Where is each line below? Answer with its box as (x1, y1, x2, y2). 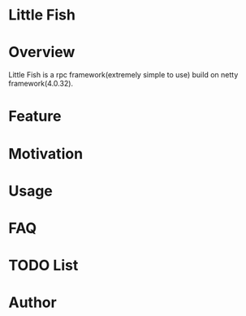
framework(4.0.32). (8, 79, 74, 89)
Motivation (8, 144, 84, 163)
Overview (8, 43, 76, 62)
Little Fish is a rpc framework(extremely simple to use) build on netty (8, 70, 239, 80)
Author (8, 293, 57, 312)
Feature (8, 108, 62, 125)
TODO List (8, 257, 79, 274)
